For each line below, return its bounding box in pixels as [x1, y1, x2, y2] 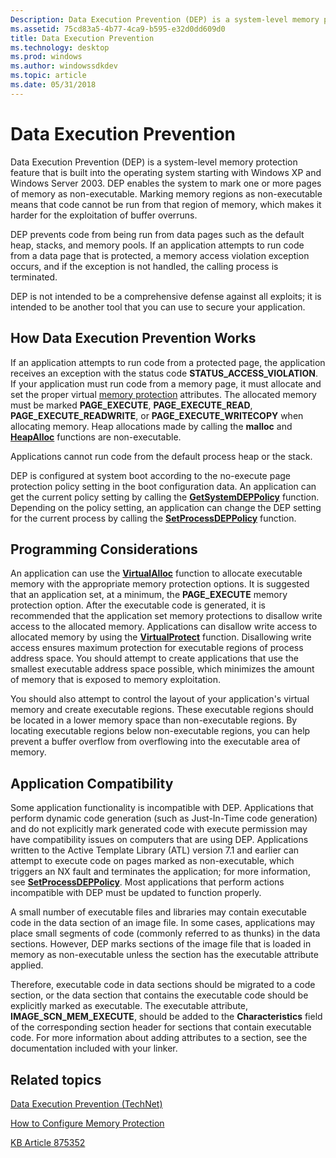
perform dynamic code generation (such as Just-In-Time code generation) [10, 812, 318, 825]
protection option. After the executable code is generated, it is [10, 599, 267, 611]
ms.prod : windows [10, 52, 83, 62]
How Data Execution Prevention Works [10, 330, 257, 347]
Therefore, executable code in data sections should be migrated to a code [10, 979, 316, 991]
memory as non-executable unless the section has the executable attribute [10, 949, 319, 961]
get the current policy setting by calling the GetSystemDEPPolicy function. [10, 491, 320, 503]
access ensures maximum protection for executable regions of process [10, 642, 304, 654]
